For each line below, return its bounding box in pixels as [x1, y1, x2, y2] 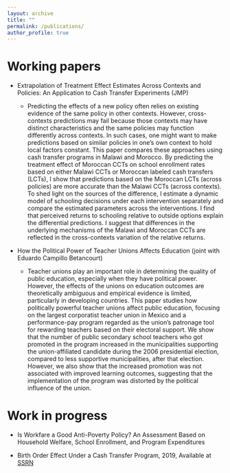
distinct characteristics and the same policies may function [27, 124, 194, 132]
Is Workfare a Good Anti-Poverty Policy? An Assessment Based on [16, 430, 206, 439]
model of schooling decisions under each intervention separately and [27, 197, 224, 205]
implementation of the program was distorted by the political [27, 377, 199, 385]
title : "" [7, 16, 36, 23]
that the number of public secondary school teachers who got [27, 333, 203, 341]
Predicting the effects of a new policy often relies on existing [27, 102, 199, 111]
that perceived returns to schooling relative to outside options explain [27, 211, 224, 220]
